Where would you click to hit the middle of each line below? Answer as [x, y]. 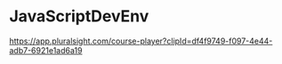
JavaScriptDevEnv [79, 16]
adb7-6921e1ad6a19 [46, 50]
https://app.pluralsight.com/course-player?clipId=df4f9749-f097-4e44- [141, 41]
